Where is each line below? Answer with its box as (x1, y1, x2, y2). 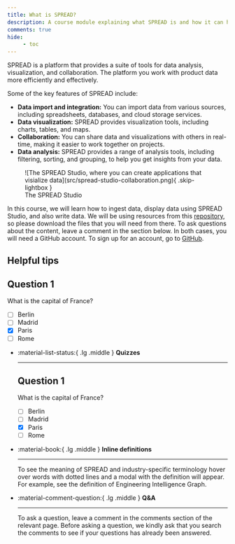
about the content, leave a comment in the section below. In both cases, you (7, 227, 227, 235)
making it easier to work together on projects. (34, 140, 165, 148)
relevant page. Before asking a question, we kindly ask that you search (17, 521, 222, 529)
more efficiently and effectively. (7, 76, 99, 84)
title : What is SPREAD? (7, 11, 77, 18)
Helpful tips (7, 254, 59, 266)
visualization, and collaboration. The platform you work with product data (7, 69, 218, 77)
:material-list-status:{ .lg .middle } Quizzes (17, 348, 141, 356)
